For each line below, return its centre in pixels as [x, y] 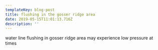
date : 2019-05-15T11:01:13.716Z [39, 19]
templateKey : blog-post [30, 10]
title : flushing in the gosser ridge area [50, 14]
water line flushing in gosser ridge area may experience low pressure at [79, 38]
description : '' [22, 24]
